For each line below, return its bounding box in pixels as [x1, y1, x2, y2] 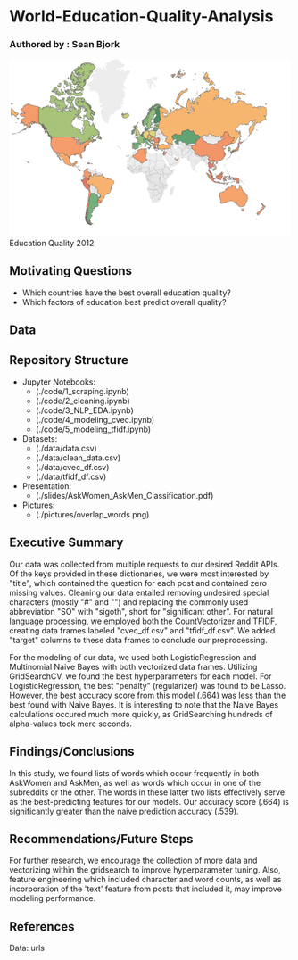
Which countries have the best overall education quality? [21, 287, 232, 298]
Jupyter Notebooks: [21, 377, 96, 387]
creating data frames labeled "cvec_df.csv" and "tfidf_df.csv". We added [9, 625, 276, 635]
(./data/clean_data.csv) [35, 452, 121, 463]
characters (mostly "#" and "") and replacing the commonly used [9, 596, 249, 608]
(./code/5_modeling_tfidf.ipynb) [35, 424, 152, 434]
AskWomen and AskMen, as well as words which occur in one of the [9, 777, 261, 788]
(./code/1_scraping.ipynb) [35, 385, 129, 396]
